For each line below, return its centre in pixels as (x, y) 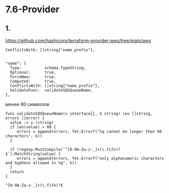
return (17, 172)
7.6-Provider (33, 9)
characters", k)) (24, 136)
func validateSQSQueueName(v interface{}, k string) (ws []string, (79, 114)
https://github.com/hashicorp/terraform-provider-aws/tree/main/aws (78, 40)
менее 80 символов (27, 104)
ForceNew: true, (33, 77)
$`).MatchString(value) (31, 154)
